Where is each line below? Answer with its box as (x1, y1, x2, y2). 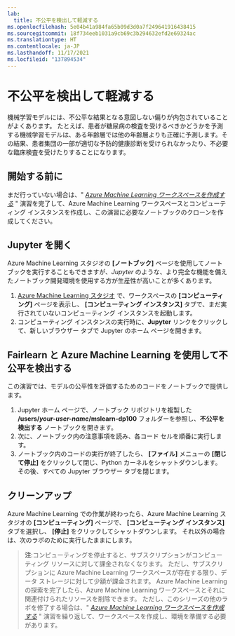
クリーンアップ (7, 489, 72, 501)
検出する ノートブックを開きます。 (17, 424, 118, 432)
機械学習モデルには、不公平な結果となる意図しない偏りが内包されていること (7, 113, 229, 121)
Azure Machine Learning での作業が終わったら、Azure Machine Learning (7, 509, 219, 517)
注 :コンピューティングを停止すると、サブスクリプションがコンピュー (24, 550, 223, 559)
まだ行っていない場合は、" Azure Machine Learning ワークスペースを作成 (7, 190, 220, 198)
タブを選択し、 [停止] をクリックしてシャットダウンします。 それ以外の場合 (7, 527, 226, 535)
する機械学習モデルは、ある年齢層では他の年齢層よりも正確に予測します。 (7, 130, 222, 139)
